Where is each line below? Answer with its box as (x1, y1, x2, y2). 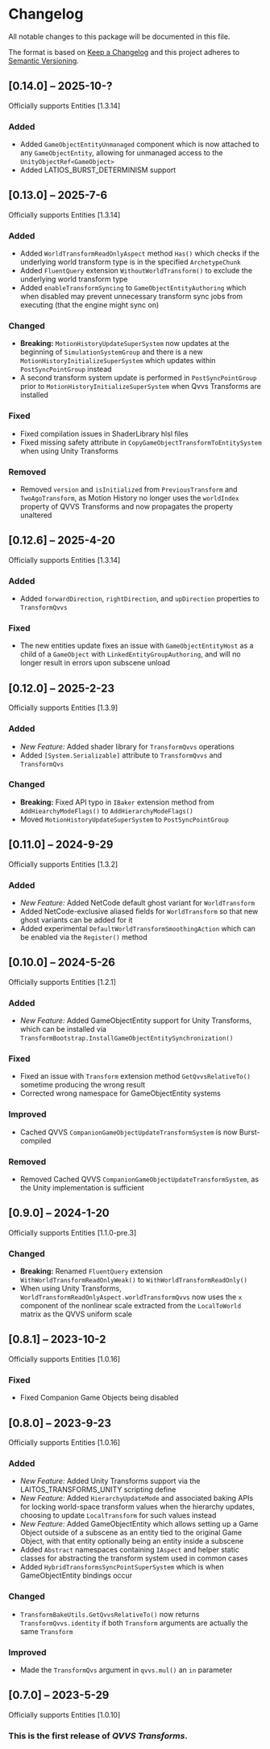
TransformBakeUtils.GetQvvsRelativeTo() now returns (19, 1609, 200, 1619)
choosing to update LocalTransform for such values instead (19, 1510, 217, 1520)
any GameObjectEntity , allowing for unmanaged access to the (19, 148, 223, 158)
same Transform (19, 1626, 73, 1636)
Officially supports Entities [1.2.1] (8, 977, 117, 986)
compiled (19, 1135, 52, 1145)
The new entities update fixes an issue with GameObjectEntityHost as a (19, 640, 254, 651)
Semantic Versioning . (8, 56, 79, 65)
